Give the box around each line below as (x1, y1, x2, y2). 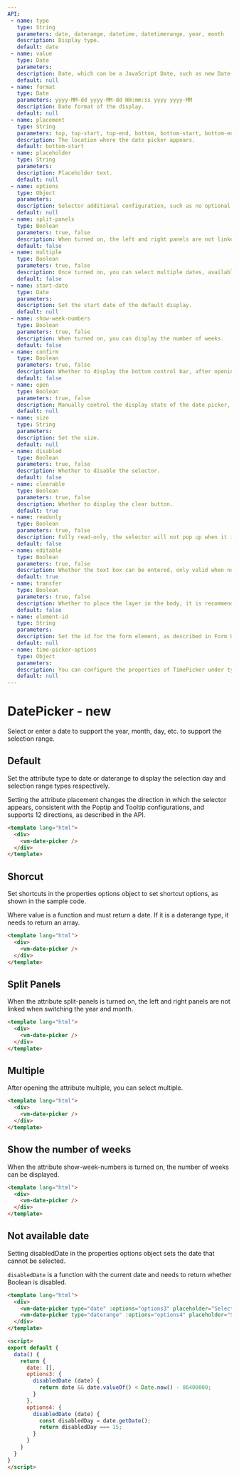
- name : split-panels (10, 216, 75, 223)
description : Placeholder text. (16, 169, 113, 177)
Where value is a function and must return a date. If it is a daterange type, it (7, 911, 229, 920)
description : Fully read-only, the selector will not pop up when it (16, 534, 228, 541)
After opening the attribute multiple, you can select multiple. (7, 1083, 184, 1092)
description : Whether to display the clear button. (16, 500, 174, 508)
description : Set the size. (16, 434, 100, 442)
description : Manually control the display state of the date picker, (16, 401, 231, 408)
